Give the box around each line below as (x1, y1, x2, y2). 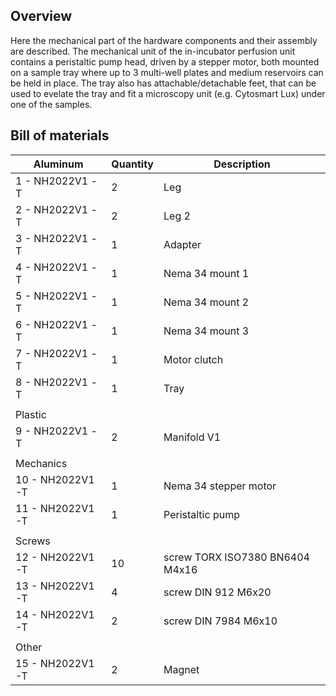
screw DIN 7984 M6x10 (163, 614, 278, 628)
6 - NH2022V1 (15, 317, 89, 331)
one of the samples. (10, 98, 93, 110)
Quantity (111, 157, 154, 171)
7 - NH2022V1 (15, 346, 89, 360)
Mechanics (15, 456, 68, 470)
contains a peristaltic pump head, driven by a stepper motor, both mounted (10, 55, 320, 68)
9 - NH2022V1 (15, 424, 89, 438)
